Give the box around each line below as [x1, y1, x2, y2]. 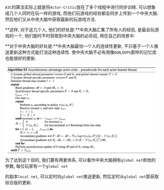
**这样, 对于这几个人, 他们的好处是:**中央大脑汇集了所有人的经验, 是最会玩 [5, 27, 155, 33]
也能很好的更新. [5, 56, 37, 61]
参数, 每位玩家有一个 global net [5, 163, 68, 169]
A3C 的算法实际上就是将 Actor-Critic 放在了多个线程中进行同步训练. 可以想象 [5, 4, 156, 10]
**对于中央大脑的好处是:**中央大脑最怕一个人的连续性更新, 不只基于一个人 [5, 43, 155, 49]
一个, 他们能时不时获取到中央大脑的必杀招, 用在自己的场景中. [13, 33, 135, 38]
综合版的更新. [5, 179, 33, 185]
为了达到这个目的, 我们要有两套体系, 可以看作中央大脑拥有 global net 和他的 [5, 157, 156, 163]
